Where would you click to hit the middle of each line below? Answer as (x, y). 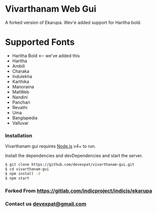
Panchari (21, 102)
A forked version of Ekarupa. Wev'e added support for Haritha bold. (73, 22)
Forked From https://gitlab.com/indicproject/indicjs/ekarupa (79, 191)
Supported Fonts (40, 42)
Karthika (21, 81)
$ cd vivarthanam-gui (27, 169)
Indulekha (22, 76)
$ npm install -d (23, 173)
